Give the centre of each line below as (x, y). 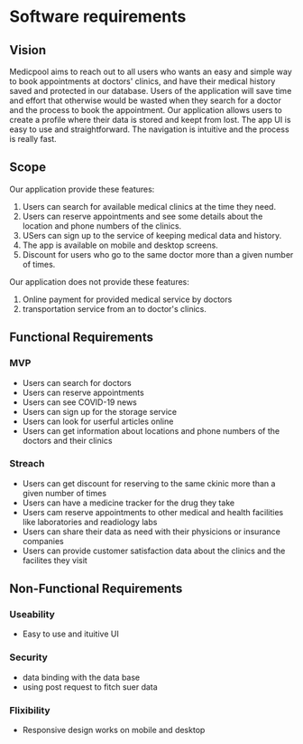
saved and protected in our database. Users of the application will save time (151, 91)
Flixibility (30, 710)
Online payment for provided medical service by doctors (127, 299)
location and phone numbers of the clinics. (102, 226)
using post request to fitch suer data (90, 687)
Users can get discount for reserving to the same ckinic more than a (149, 483)
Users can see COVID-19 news (79, 402)
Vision (28, 50)
